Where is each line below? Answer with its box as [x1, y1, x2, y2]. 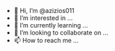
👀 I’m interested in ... [13, 14, 73, 22]
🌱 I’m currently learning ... [13, 21, 89, 29]
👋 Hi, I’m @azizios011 [13, 7, 75, 14]
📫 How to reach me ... [13, 37, 79, 44]
